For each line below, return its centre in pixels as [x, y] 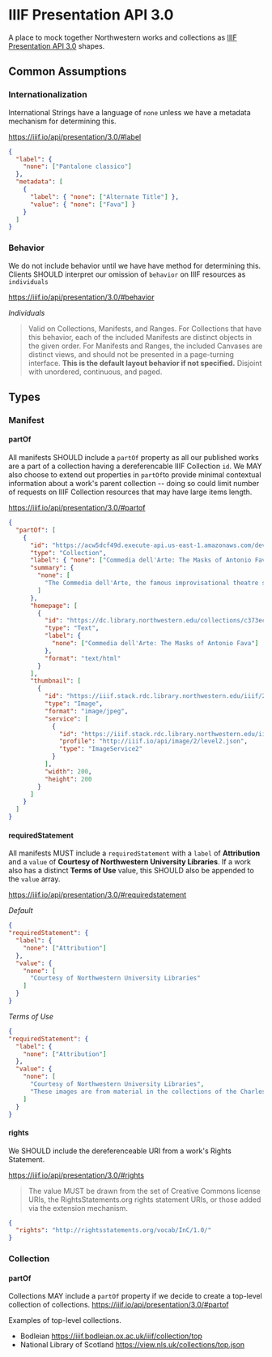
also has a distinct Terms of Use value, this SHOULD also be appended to [132, 871]
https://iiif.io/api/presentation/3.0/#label [75, 136]
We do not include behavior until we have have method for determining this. [135, 265]
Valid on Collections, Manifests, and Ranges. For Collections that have [144, 328]
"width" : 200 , [68, 771]
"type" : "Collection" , [68, 553]
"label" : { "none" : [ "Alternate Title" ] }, [104, 196]
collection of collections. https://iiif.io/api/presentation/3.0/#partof [119, 1305]
